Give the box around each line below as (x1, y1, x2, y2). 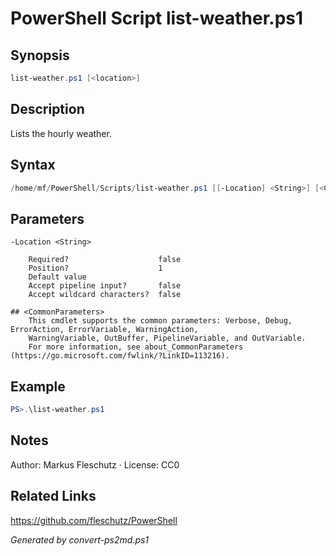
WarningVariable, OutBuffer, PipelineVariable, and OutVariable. (28, 333, 307, 344)
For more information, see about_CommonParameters (28, 342, 244, 352)
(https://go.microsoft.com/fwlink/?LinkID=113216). (10, 351, 230, 361)
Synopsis (10, 47, 70, 64)
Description (10, 101, 85, 118)
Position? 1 (28, 263, 163, 274)
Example (10, 378, 66, 395)
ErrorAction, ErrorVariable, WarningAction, (10, 325, 199, 335)
